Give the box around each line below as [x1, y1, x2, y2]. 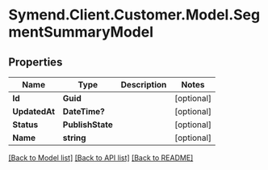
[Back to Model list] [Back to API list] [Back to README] [8, 153, 194, 163]
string [62, 132, 86, 143]
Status [12, 119, 39, 130]
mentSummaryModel [8, 23, 153, 41]
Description [120, 79, 167, 90]
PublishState [62, 119, 113, 130]
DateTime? [62, 106, 105, 117]
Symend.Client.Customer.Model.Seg [8, 6, 261, 24]
